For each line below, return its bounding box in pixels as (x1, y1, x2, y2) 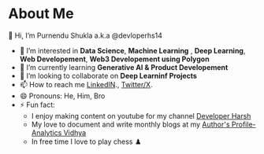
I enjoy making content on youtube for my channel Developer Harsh (31, 111, 251, 120)
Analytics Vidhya (31, 127, 87, 137)
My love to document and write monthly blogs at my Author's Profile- (31, 119, 256, 129)
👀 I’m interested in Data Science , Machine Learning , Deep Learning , (19, 46, 246, 55)
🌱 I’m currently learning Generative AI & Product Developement (19, 62, 229, 71)
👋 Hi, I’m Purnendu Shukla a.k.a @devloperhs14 (8, 31, 163, 40)
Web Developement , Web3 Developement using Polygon (19, 54, 210, 64)
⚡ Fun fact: (19, 100, 55, 109)
